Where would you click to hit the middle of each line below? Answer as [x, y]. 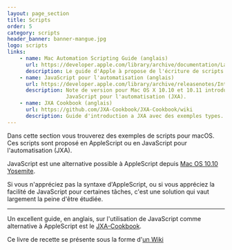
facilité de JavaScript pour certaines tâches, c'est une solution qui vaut [108, 191]
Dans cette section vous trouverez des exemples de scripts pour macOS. [111, 136]
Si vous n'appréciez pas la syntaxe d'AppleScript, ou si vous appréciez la [111, 184]
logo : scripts [28, 45]
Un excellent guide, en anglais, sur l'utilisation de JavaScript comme [104, 218]
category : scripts [33, 33]
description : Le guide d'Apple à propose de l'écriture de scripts [125, 71]
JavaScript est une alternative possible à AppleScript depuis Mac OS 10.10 [113, 163]
